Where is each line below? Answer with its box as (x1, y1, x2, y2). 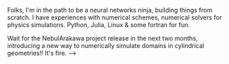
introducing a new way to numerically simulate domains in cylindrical (7, 42, 205, 49)
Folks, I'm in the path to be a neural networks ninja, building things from (7, 6, 213, 14)
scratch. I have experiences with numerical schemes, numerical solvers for (7, 13, 222, 22)
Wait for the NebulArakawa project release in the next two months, (7, 34, 198, 42)
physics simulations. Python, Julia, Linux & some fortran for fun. (7, 21, 190, 29)
